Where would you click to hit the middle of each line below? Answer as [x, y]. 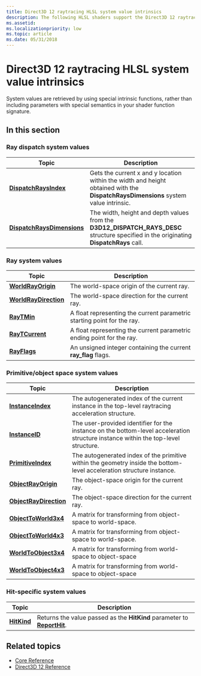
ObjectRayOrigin [33, 484]
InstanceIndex [30, 406]
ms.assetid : [21, 23]
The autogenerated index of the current [127, 399]
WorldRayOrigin [32, 286]
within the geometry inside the [114, 463]
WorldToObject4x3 [37, 570]
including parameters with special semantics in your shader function [90, 105]
